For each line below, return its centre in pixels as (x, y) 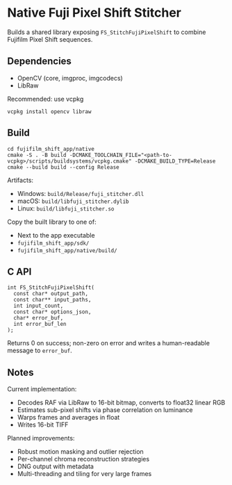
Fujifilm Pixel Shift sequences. (50, 39)
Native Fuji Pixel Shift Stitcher (94, 13)
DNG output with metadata (55, 466)
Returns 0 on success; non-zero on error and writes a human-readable (109, 343)
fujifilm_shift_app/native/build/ (67, 250)
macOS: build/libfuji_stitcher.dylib (73, 201)
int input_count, (39, 306)
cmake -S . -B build (37, 155)
